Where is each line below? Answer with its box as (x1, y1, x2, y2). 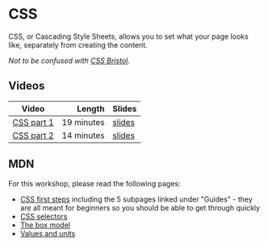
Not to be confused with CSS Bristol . (8, 56, 131, 65)
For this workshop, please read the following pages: (8, 178, 182, 188)
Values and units (19, 228, 76, 238)
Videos (8, 79, 45, 93)
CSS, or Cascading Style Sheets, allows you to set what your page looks (8, 31, 249, 41)
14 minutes (61, 130, 105, 141)
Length (76, 102, 105, 114)
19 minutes (61, 116, 105, 127)
